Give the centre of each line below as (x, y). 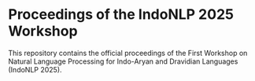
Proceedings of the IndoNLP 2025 (121, 15)
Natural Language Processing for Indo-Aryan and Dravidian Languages (123, 61)
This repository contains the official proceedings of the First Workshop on (128, 53)
